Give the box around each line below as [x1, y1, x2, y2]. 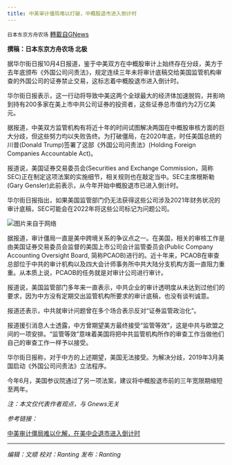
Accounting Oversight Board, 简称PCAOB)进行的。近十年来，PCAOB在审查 [7, 251, 220, 259]
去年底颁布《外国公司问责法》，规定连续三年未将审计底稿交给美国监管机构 [7, 68, 216, 76]
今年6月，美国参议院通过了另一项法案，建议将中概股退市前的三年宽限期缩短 [7, 376, 223, 384]
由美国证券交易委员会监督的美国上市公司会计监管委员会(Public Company [7, 243, 214, 251]
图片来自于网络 [14, 219, 57, 227]
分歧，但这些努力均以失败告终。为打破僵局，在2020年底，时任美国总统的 [12, 132, 222, 140]
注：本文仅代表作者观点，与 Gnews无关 [7, 399, 119, 408]
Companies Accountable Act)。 [7, 149, 97, 158]
